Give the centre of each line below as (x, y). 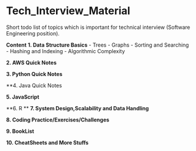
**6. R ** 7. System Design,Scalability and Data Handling (78, 108)
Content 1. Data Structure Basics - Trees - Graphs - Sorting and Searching (97, 45)
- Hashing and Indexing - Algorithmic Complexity (66, 51)
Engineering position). (33, 33)
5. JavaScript (23, 97)
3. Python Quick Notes (35, 74)
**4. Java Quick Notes (34, 85)
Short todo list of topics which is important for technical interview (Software (98, 27)
